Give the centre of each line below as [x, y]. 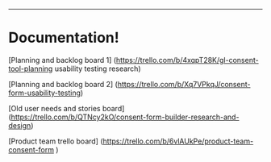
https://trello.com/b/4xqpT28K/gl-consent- [188, 60]
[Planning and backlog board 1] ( [63, 60]
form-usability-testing [45, 93]
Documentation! [64, 38]
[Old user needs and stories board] [67, 108]
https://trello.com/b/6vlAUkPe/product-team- [178, 141]
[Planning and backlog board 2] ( [63, 84]
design [20, 125]
